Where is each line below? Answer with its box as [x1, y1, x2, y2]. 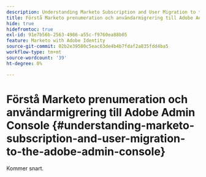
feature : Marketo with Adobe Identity [6, 37, 105, 44]
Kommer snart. [6, 165, 44, 172]
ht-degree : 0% [6, 60, 43, 66]
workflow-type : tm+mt [6, 49, 62, 55]
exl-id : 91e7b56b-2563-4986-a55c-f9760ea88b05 [6, 32, 128, 38]
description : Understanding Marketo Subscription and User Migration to [6, 9, 196, 15]
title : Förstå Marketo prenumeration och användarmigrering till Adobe [6, 15, 193, 21]
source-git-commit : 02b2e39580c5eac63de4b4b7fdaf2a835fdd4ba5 [6, 44, 169, 50]
